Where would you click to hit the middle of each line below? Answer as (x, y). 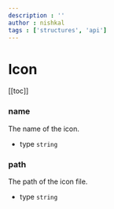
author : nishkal (37, 23)
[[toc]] (18, 91)
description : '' (37, 15)
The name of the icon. (44, 129)
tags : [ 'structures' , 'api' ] (58, 30)
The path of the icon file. (48, 181)
